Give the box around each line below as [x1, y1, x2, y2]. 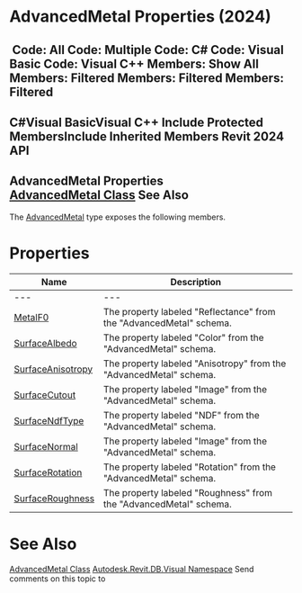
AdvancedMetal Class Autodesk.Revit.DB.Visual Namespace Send [9, 563, 254, 574]
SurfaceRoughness [13, 492, 95, 505]
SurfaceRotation [13, 466, 83, 479]
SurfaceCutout [13, 389, 76, 401]
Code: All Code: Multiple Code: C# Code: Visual [12, 42, 285, 58]
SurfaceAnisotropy [13, 363, 93, 375]
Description [170, 275, 222, 288]
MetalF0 [13, 310, 49, 323]
